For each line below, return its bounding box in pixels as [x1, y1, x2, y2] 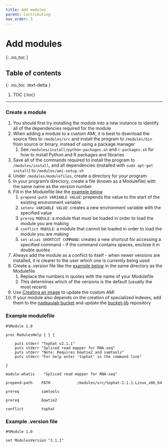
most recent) [20, 284, 47, 290]
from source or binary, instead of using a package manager [12, 141, 135, 147]
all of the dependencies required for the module [12, 125, 112, 131]
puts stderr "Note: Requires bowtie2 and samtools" [14, 349, 124, 355]
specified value [20, 210, 52, 216]
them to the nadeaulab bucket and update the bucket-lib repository [12, 300, 151, 306]
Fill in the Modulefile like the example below [12, 189, 103, 195]
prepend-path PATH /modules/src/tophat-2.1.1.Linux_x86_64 [5, 380, 163, 385]
